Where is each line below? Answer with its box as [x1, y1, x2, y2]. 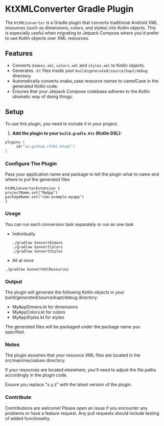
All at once [12, 257, 34, 263]
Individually [12, 231, 36, 237]
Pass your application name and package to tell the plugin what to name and [5, 171, 159, 177]
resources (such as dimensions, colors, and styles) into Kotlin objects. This [5, 24, 156, 30]
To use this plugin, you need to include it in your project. [5, 121, 118, 127]
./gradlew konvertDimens [12, 240, 63, 245]
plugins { [5, 139, 25, 145]
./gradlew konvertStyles [12, 248, 63, 254]
